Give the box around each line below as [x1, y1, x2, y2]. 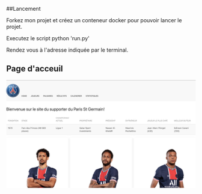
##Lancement [6, 5, 41, 12]
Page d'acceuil [6, 64, 63, 74]
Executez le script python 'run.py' [6, 35, 90, 41]
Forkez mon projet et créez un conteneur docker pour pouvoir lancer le [6, 17, 182, 23]
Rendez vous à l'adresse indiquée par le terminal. [6, 46, 129, 53]
